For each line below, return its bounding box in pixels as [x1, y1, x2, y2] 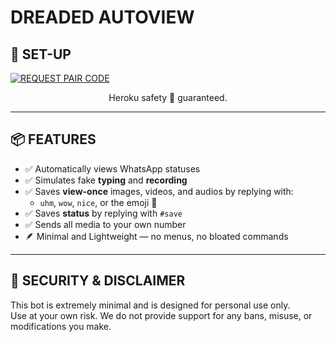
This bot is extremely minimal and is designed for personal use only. [10, 299, 291, 311]
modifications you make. [10, 320, 112, 332]
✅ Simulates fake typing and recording [24, 174, 188, 186]
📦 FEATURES [10, 131, 97, 148]
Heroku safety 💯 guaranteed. [108, 92, 228, 103]
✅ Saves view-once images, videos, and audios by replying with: [24, 185, 294, 197]
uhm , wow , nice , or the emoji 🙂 [39, 196, 158, 208]
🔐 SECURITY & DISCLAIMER [10, 272, 186, 290]
